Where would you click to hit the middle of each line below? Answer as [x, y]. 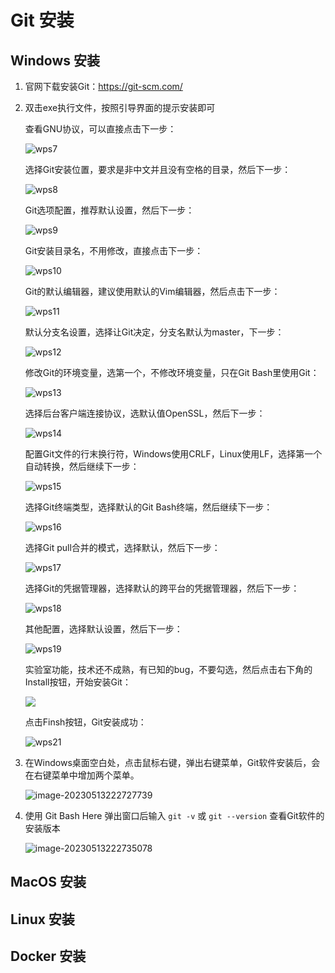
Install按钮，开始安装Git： [78, 682]
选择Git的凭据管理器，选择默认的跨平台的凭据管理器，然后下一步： [162, 588]
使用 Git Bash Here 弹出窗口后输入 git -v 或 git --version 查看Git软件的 [174, 815]
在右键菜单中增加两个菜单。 [82, 775]
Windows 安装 [55, 60]
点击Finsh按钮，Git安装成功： [85, 722]
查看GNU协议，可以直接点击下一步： [100, 129]
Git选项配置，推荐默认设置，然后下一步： [109, 210]
